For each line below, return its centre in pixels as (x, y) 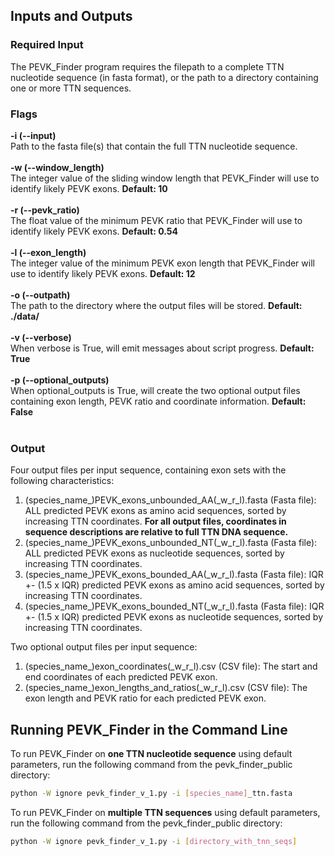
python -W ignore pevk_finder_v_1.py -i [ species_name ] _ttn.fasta (151, 794)
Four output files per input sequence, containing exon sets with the (148, 470)
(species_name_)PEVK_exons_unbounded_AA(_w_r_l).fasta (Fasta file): (170, 500)
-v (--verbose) (41, 337)
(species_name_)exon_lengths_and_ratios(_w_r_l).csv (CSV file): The (166, 688)
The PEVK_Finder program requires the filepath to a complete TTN (147, 66)
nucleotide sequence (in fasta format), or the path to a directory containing (164, 77)
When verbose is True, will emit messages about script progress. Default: (162, 348)
